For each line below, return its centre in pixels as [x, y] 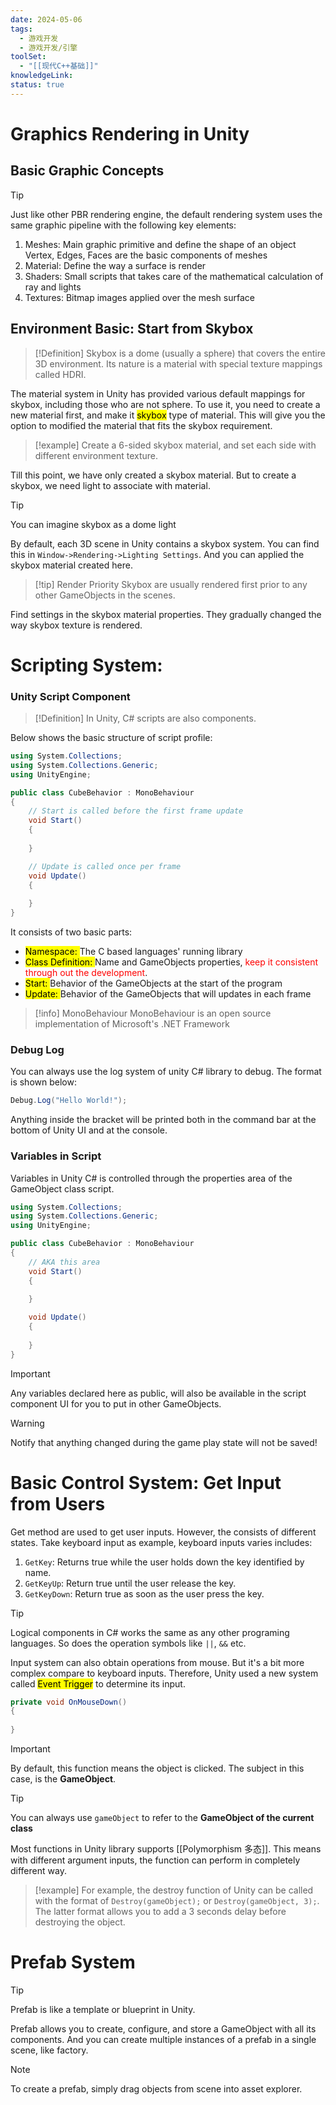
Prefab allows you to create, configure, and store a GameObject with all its [163, 2029]
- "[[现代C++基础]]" [59, 66]
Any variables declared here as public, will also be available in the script [158, 1393]
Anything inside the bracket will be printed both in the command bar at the [163, 1120]
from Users [58, 1503]
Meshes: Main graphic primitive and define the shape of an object [160, 244]
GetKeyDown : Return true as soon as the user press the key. [144, 1593]
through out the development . [86, 973]
